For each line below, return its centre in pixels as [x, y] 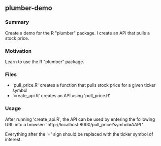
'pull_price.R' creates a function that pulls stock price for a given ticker [84, 85]
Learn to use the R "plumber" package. [45, 62]
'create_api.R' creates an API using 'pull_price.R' [61, 96]
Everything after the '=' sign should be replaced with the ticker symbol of [79, 134]
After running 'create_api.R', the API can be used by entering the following [80, 119]
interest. [14, 139]
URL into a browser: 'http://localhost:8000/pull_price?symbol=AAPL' [74, 124]
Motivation [18, 51]
